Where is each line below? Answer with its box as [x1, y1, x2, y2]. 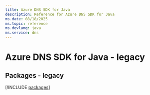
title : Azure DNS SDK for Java [5, 7, 70, 12]
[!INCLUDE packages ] [5, 85, 50, 90]
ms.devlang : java [5, 26, 41, 31]
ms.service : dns [5, 30, 39, 35]
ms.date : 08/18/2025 [5, 16, 48, 21]
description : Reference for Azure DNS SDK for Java [5, 12, 115, 17]
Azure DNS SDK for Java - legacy [5, 51, 146, 63]
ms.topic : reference [5, 21, 48, 26]
